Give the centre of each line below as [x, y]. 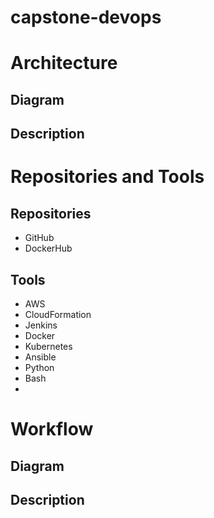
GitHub [39, 238]
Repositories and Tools [107, 177]
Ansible [40, 357]
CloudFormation [58, 314]
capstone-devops [86, 17]
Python [39, 367]
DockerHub [48, 248]
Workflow [52, 429]
